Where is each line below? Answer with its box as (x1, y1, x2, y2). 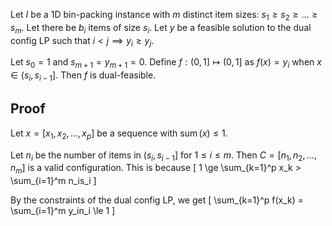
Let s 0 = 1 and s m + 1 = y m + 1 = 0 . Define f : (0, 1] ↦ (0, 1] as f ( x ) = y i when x (10, 56, 322, 71)
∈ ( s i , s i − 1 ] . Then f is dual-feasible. (10, 69, 157, 83)
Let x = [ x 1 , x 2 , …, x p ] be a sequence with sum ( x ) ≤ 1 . (10, 127, 228, 141)
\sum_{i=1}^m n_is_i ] (10, 175, 97, 187)
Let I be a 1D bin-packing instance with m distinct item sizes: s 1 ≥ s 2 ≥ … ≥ (10, 9, 318, 23)
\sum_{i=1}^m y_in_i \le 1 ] (10, 205, 116, 217)
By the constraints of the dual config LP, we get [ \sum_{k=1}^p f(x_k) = (10, 194, 305, 206)
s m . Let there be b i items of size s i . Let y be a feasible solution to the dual (10, 21, 312, 36)
